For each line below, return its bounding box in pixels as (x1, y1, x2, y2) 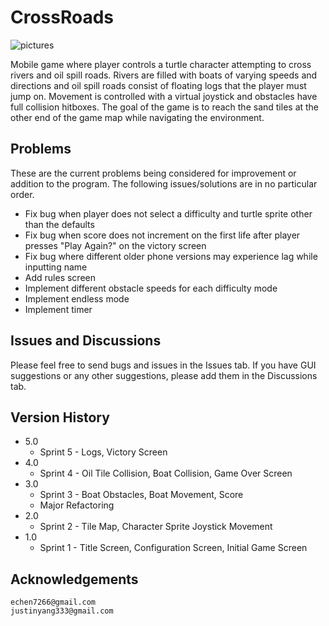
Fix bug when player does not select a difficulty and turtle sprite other (24, 207, 313, 220)
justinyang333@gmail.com (10, 606, 114, 616)
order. (10, 188, 35, 200)
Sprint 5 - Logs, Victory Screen (39, 446, 168, 458)
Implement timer (24, 303, 93, 315)
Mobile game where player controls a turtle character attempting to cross (10, 58, 312, 70)
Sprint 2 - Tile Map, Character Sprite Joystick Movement (39, 521, 273, 533)
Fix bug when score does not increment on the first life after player (24, 229, 301, 241)
